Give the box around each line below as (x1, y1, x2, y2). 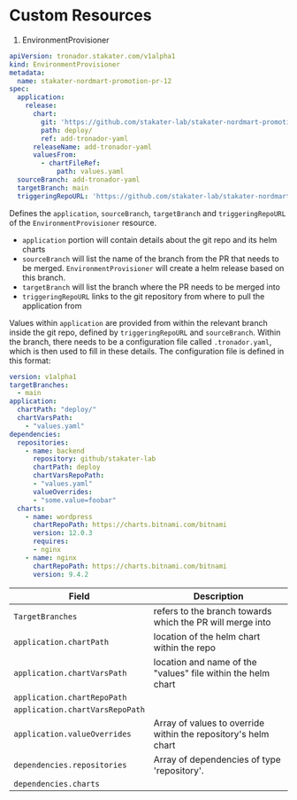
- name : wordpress (25, 512, 93, 521)
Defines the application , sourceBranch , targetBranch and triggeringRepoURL (9, 207, 286, 218)
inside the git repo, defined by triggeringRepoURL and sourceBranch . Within (9, 327, 281, 338)
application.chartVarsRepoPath (13, 704, 146, 714)
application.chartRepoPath (13, 692, 127, 703)
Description (193, 590, 244, 602)
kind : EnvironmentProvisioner (9, 59, 121, 69)
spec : (9, 85, 29, 94)
